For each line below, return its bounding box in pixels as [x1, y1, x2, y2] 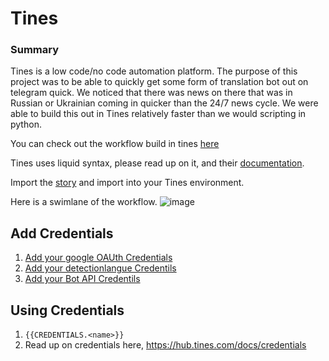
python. [10, 118, 42, 131]
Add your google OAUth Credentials [24, 252, 173, 264]
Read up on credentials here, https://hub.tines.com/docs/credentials [24, 339, 307, 351]
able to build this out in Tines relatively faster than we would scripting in [10, 108, 307, 120]
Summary [10, 43, 60, 57]
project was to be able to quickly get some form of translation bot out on [10, 76, 309, 88]
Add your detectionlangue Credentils [24, 262, 177, 274]
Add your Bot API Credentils [24, 273, 141, 285]
